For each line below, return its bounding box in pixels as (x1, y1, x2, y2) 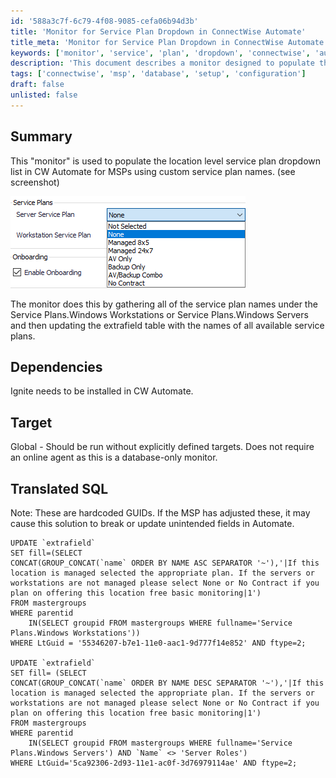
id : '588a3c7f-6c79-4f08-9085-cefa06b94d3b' (10, 16, 199, 26)
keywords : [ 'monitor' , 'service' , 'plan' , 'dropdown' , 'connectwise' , (10, 48, 311, 58)
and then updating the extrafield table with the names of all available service (10, 319, 325, 331)
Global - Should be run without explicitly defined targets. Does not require (10, 441, 315, 453)
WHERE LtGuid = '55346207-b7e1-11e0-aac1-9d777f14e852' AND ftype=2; (10, 638, 307, 648)
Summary (10, 128, 73, 145)
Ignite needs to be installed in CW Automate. (10, 385, 194, 397)
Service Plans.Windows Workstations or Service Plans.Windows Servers (10, 308, 309, 320)
